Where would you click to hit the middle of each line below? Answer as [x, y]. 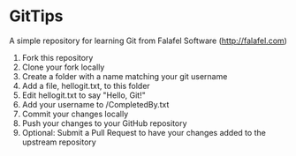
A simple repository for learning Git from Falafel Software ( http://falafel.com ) [148, 41]
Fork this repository [57, 57]
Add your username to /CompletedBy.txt [95, 104]
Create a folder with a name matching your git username [125, 76]
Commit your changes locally [75, 114]
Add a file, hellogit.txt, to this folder [86, 85]
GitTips [36, 16]
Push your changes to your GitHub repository [104, 123]
